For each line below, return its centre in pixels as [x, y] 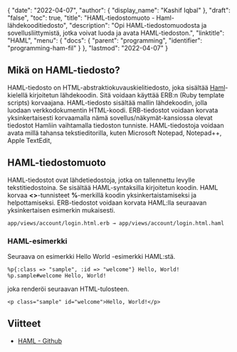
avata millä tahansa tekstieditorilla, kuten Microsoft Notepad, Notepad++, [115, 133]
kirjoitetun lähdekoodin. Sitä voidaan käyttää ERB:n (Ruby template [127, 95]
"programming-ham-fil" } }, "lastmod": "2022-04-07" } [88, 48]
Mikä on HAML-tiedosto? [64, 70]
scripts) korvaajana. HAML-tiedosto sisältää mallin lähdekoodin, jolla [107, 102]
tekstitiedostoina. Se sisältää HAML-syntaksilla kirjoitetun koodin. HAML [113, 187]
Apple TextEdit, [30, 140]
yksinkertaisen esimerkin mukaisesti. [61, 210]
